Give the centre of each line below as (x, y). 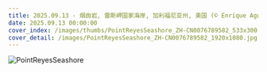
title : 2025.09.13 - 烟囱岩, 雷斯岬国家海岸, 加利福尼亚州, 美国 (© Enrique (127, 15)
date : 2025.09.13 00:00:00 (53, 23)
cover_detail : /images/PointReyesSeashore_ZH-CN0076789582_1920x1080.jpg (133, 38)
